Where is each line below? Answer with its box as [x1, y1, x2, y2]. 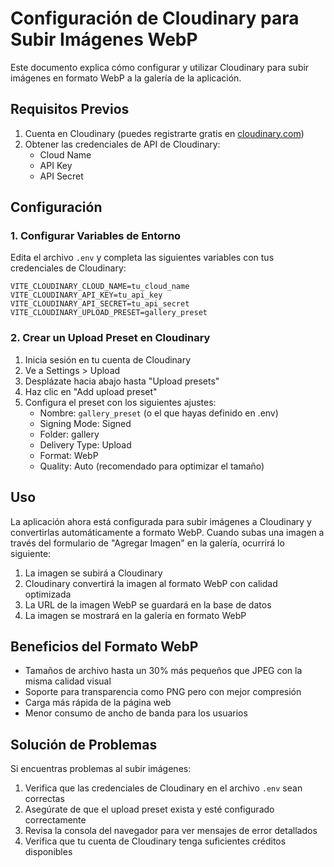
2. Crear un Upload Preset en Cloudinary [10, 331, 211, 345]
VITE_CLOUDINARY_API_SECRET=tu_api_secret [10, 299, 190, 309]
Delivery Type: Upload [39, 438, 132, 451]
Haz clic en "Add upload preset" [24, 385, 158, 397]
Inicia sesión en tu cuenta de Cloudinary [24, 353, 192, 366]
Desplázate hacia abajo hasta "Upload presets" [24, 375, 220, 387]
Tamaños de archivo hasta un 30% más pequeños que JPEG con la [24, 665, 303, 677]
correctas [24, 793, 65, 805]
